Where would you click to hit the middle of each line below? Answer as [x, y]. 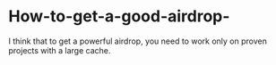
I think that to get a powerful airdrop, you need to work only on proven [138, 41]
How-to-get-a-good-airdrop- [119, 16]
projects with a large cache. [60, 50]
